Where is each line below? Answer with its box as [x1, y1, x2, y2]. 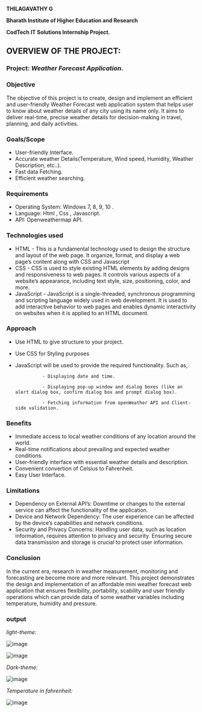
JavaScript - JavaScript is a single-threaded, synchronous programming [14, 290, 195, 297]
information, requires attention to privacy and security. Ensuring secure [14, 532, 192, 540]
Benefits [6, 419, 32, 427]
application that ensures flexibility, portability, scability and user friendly [6, 587, 185, 594]
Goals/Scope [6, 135, 45, 143]
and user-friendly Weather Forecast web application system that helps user [6, 100, 194, 108]
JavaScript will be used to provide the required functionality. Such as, [14, 361, 188, 368]
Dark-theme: [6, 664, 38, 671]
